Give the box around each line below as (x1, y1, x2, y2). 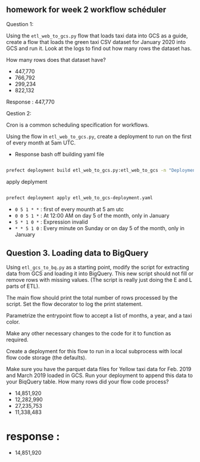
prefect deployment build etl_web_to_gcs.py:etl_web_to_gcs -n (6, 167, 167, 173)
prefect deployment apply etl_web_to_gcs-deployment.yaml (6, 194, 153, 201)
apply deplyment (6, 178, 48, 185)
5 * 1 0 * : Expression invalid (14, 218, 88, 225)
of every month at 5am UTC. (6, 139, 76, 146)
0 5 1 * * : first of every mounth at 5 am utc (14, 205, 124, 213)
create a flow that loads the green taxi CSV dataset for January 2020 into (6, 38, 186, 45)
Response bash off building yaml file (14, 150, 104, 158)
